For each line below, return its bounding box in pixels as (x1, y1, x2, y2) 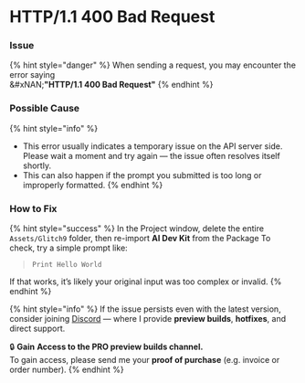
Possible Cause (9, 102, 80, 115)
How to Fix (9, 202, 58, 215)
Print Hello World (31, 261, 102, 270)
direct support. (9, 323, 66, 335)
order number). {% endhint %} (9, 364, 125, 376)
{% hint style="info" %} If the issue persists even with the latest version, (9, 303, 281, 314)
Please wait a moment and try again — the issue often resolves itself (22, 150, 280, 161)
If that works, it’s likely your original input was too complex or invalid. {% (9, 276, 282, 287)
